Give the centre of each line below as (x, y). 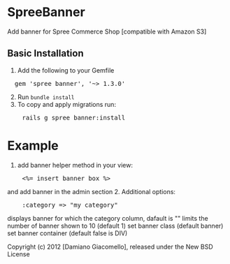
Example (33, 146)
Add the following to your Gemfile (66, 70)
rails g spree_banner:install (74, 117)
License (19, 254)
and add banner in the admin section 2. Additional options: (92, 191)
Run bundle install (46, 97)
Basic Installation (45, 53)
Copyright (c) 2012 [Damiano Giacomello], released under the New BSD (110, 247)
